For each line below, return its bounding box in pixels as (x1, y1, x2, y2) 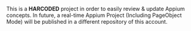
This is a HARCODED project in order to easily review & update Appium (6, 5, 185, 12)
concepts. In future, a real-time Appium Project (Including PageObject (6, 12, 182, 19)
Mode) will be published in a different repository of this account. (6, 18, 168, 25)
